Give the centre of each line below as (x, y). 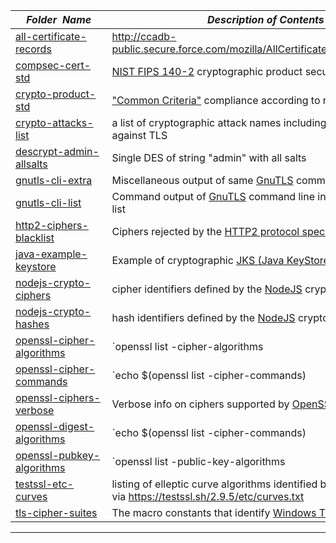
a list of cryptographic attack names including (219, 122)
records (33, 49)
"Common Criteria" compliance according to (216, 100)
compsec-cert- (53, 65)
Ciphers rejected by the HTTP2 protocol (205, 231)
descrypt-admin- (57, 151)
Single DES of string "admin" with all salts (209, 157)
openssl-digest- (55, 426)
